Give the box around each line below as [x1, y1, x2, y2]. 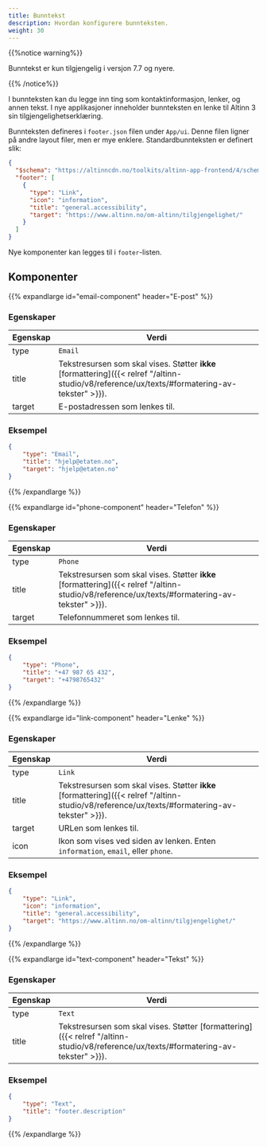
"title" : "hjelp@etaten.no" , [22, 458, 119, 466]
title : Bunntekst [8, 11, 66, 20]
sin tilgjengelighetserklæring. [8, 111, 103, 121]
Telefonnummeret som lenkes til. [58, 612, 180, 623]
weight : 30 [8, 26, 44, 34]
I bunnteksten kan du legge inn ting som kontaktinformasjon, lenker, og [8, 95, 241, 104]
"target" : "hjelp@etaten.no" [22, 465, 119, 473]
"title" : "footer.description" [22, 1107, 126, 1115]
